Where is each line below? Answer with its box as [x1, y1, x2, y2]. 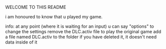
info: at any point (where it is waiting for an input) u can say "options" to [5, 23, 154, 29]
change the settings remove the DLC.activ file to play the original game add [5, 29, 161, 34]
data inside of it [5, 39, 38, 45]
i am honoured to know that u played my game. [5, 14, 103, 19]
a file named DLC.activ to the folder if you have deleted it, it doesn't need [5, 34, 157, 40]
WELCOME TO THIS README [5, 4, 66, 10]
